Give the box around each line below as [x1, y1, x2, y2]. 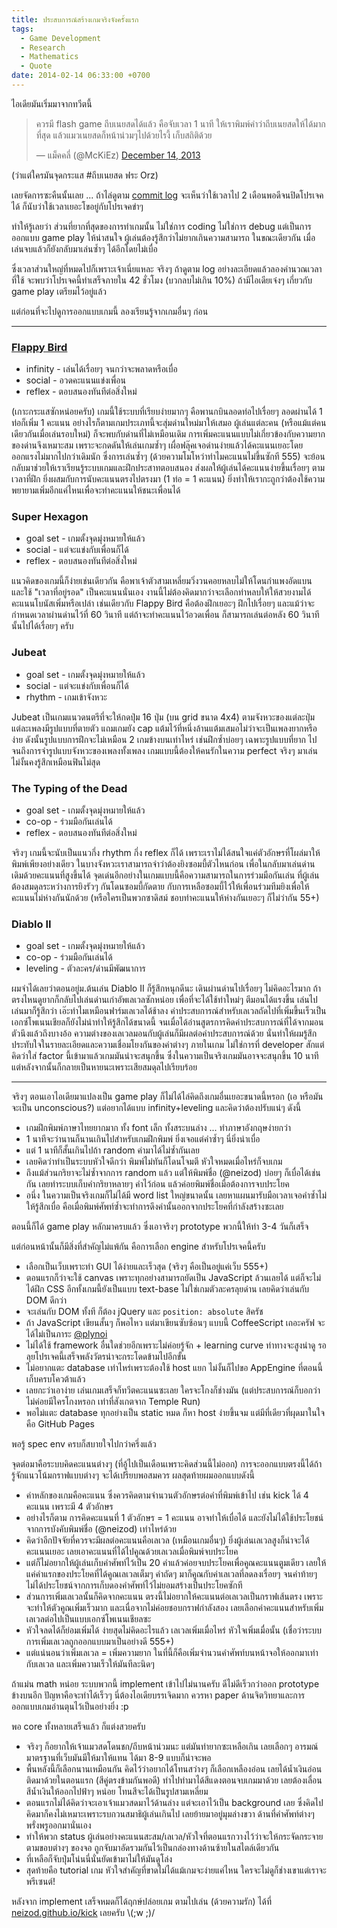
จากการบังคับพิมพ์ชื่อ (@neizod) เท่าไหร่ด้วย [25, 1523, 177, 1535]
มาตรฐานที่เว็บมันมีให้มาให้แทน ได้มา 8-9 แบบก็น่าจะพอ [25, 1752, 212, 1764]
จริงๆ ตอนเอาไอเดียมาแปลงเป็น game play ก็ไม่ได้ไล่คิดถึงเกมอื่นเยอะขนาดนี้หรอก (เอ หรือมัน [11, 1091, 324, 1103]
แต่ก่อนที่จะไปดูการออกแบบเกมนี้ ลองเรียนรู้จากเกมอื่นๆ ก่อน [11, 305, 209, 317]
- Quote [20, 61, 53, 71]
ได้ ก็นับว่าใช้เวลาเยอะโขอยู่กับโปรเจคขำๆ [11, 200, 144, 212]
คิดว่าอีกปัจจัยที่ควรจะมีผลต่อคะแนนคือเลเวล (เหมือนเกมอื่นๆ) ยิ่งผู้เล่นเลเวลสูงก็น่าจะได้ [25, 1534, 310, 1546]
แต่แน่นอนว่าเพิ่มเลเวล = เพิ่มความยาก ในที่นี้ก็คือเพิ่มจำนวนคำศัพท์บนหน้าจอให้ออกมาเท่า [25, 1647, 319, 1659]
